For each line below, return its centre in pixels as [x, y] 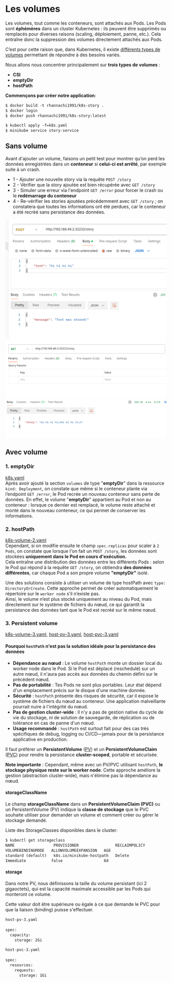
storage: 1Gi [33, 976]
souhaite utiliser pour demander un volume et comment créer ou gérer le [82, 814]
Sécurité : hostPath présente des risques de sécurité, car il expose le [85, 696]
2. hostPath [20, 529]
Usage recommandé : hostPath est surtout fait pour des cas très [81, 728]
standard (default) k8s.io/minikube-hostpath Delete [67, 855]
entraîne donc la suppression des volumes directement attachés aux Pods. [84, 39]
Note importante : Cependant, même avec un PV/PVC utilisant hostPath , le [84, 764]
